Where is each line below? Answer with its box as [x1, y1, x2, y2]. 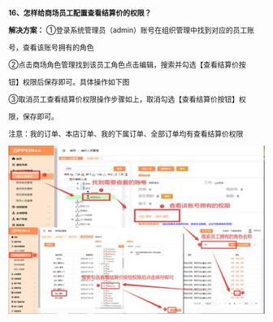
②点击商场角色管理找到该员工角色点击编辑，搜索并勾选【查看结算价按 [8, 60, 246, 69]
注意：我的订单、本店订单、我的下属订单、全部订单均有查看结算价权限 [8, 129, 244, 138]
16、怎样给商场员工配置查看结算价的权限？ [8, 8, 152, 17]
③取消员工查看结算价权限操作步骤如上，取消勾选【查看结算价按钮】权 [8, 94, 246, 104]
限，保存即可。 [8, 111, 58, 121]
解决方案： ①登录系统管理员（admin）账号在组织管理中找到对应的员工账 [8, 25, 254, 35]
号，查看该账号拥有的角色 [8, 42, 94, 52]
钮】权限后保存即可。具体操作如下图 [8, 77, 130, 86]
